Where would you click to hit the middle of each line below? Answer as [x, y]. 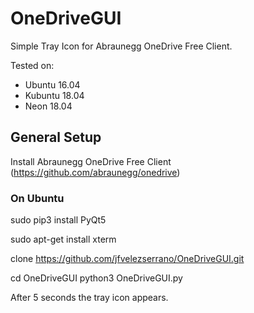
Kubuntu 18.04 [54, 95]
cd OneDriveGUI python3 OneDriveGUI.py [96, 278]
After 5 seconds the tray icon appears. [89, 298]
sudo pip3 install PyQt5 [58, 220]
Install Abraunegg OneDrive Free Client [91, 161]
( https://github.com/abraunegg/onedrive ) [95, 172]
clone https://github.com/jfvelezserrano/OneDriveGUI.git [127, 259]
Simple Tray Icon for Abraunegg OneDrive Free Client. [121, 46]
